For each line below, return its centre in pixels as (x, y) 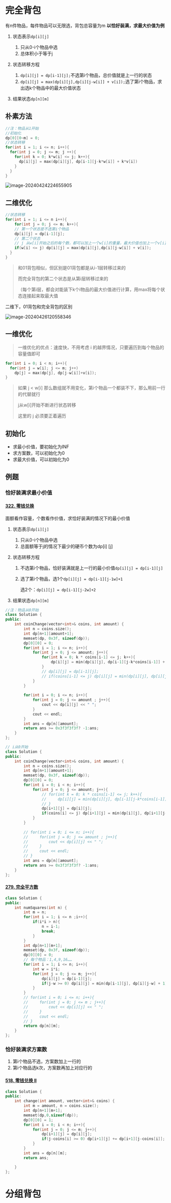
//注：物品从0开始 (22, 610)
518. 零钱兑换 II (21, 1080)
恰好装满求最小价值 (29, 493)
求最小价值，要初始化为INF (41, 447)
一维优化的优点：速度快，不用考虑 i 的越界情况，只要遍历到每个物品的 (91, 347)
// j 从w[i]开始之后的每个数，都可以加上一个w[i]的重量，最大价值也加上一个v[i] (91, 243)
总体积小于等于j (36, 53)
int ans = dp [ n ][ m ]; (45, 1153)
